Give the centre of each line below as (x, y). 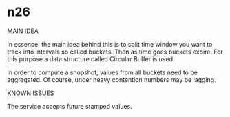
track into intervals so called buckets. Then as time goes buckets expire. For (115, 52)
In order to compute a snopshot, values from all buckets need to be (103, 72)
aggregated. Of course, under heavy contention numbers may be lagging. (112, 79)
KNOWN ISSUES (31, 93)
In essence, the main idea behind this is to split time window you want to (110, 44)
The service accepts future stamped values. (70, 106)
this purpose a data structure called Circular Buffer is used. (91, 58)
